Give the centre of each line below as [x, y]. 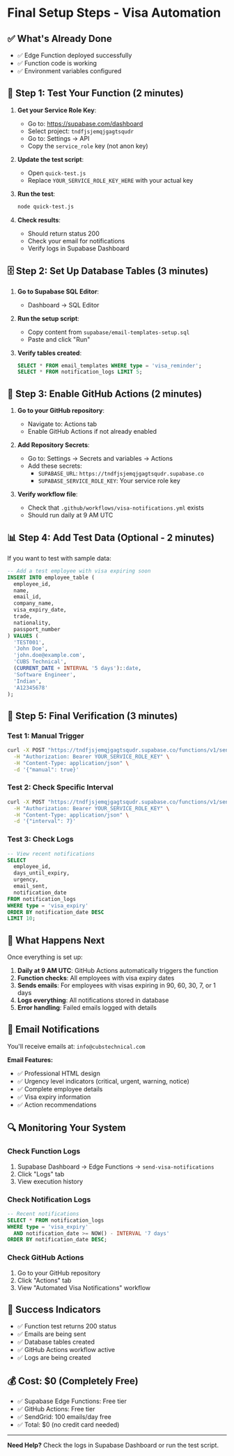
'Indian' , [28, 681]
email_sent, [31, 886]
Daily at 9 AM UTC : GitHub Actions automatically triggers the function [118, 971]
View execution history [50, 1181]
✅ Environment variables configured [69, 71]
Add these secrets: [55, 466]
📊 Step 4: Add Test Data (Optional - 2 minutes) [111, 538]
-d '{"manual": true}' [46, 769]
